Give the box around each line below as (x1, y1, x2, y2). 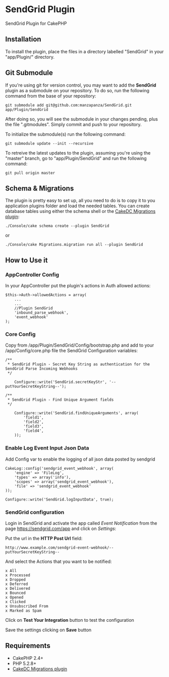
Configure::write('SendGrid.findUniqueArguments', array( (14, 410, 139, 416)
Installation (5, 35, 41, 44)
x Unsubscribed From (5, 604, 49, 609)
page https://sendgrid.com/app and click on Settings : (5, 525, 117, 532)
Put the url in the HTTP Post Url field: (5, 535, 83, 541)
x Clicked (5, 599, 26, 604)
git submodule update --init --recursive (5, 141, 94, 146)
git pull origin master (5, 170, 55, 175)
